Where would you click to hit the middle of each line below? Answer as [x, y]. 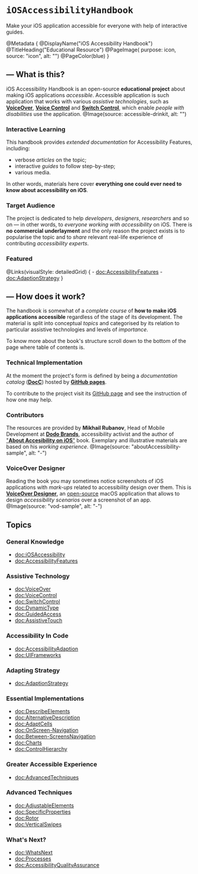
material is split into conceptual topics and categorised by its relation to [93, 323]
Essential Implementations [45, 698]
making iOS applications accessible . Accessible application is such [88, 95]
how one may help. [29, 399]
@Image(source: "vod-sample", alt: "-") [54, 506]
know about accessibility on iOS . [47, 190]
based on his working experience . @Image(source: [68, 447]
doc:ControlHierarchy [41, 749]
